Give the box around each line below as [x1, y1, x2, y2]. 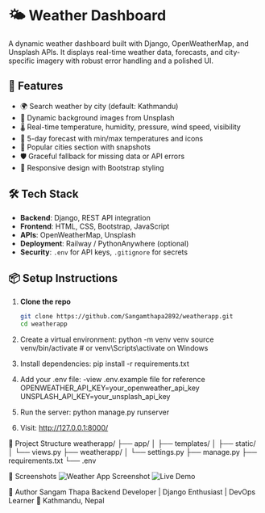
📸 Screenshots [8, 472, 57, 481]
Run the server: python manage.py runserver [19, 407, 170, 417]
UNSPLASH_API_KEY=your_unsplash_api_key [19, 392, 171, 402]
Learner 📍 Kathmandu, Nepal [8, 496, 105, 506]
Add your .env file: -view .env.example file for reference [19, 375, 205, 385]
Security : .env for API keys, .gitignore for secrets [19, 247, 188, 257]
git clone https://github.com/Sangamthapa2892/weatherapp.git [19, 313, 234, 321]
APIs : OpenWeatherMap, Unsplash [19, 229, 136, 239]
